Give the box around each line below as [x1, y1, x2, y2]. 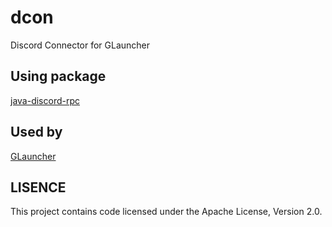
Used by [10, 124, 63, 141]
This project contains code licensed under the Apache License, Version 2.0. [10, 206, 323, 218]
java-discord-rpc [10, 94, 81, 106]
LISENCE [10, 179, 67, 196]
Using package [10, 68, 107, 85]
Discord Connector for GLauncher [10, 39, 151, 51]
